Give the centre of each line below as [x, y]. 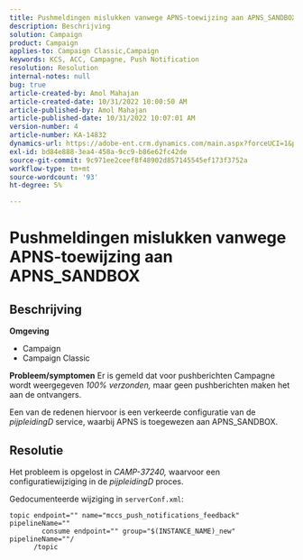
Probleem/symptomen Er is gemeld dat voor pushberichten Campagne [142, 376]
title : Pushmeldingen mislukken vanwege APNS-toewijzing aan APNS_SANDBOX [153, 18]
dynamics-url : [36, 143]
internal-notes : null [50, 77]
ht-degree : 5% [36, 186]
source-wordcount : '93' [54, 177]
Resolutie [37, 450]
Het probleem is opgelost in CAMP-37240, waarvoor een [115, 472]
